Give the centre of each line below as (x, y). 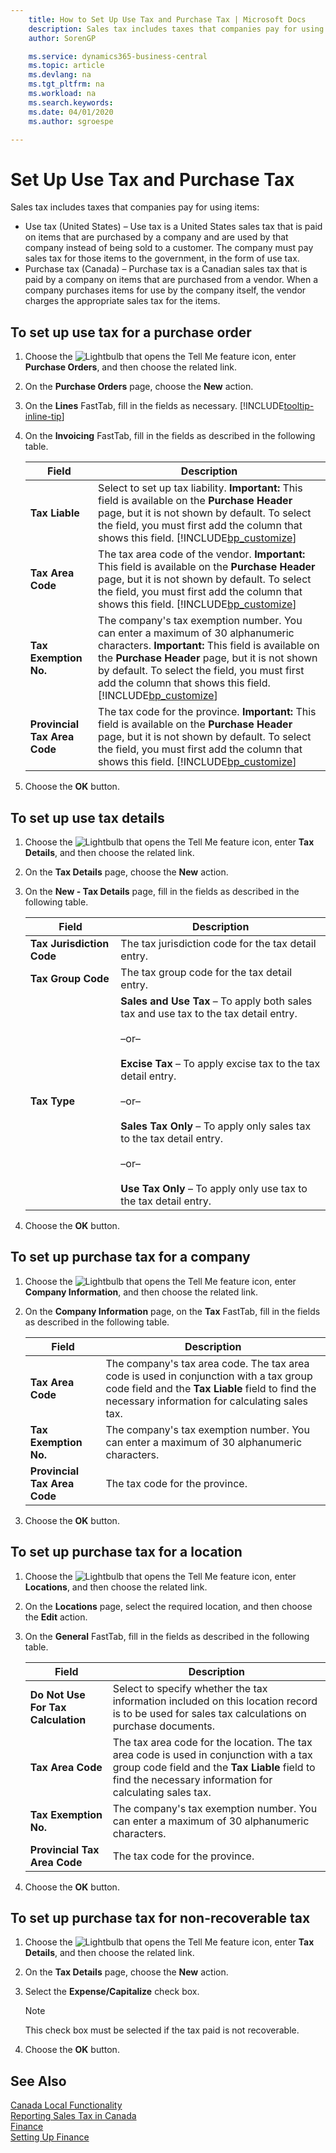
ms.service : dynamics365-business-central (118, 56)
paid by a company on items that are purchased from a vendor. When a (171, 280)
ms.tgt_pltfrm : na (66, 84)
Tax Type (52, 1101)
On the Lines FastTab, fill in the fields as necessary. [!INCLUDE (154, 406)
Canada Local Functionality (66, 2105)
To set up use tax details (87, 817)
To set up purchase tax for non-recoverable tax (160, 1917)
